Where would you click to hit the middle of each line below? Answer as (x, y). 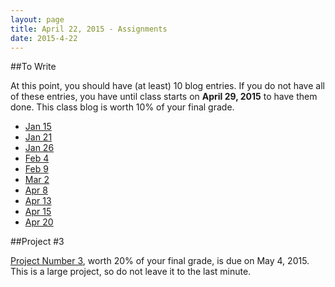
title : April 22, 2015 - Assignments (89, 29)
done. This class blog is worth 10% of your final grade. (122, 107)
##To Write (33, 67)
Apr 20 (39, 222)
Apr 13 (38, 201)
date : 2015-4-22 (44, 38)
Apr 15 (38, 212)
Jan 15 (38, 127)
